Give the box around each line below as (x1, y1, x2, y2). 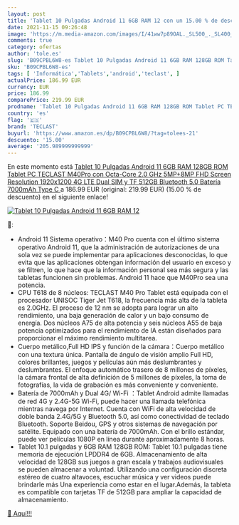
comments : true (7, 37, 53, 44)
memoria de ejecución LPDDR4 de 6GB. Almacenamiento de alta (17, 450, 208, 459)
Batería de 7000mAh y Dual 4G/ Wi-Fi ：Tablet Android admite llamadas (17, 389, 229, 397)
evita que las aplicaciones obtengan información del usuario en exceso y (17, 258, 231, 267)
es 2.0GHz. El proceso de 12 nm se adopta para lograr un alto (17, 303, 198, 312)
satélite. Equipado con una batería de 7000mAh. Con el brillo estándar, (17, 427, 225, 436)
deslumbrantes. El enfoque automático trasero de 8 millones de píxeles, (17, 365, 228, 374)
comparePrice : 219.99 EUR (7, 97, 84, 104)
